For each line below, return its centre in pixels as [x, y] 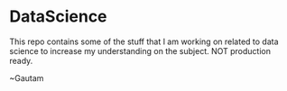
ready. [21, 60]
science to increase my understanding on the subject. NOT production [140, 50]
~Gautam [27, 77]
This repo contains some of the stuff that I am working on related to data [144, 41]
